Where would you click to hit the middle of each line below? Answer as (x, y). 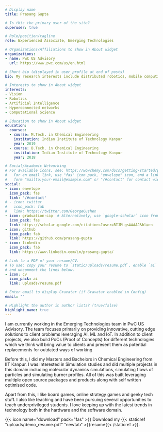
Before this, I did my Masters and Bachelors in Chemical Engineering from (79, 359)
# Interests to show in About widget (43, 85)
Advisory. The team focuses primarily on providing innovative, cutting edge (80, 329)
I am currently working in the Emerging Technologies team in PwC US (74, 324)
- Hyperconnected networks (32, 108)
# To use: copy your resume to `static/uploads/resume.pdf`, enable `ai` (81, 265)
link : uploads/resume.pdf (36, 283)
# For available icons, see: (34, 171)
